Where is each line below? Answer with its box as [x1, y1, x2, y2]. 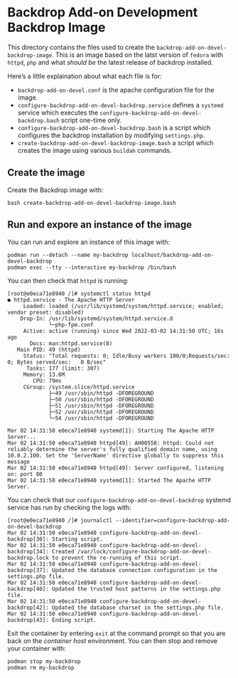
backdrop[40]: [7, 585, 50, 593]
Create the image [7, 166, 85, 179]
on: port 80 [7, 470, 43, 477]
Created [52, 548, 75, 555]
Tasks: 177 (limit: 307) [26, 364, 100, 372]
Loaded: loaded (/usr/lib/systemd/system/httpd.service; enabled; [23, 302, 224, 309]
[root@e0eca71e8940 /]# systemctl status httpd [7, 290, 151, 297]
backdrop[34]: [7, 548, 50, 555]
